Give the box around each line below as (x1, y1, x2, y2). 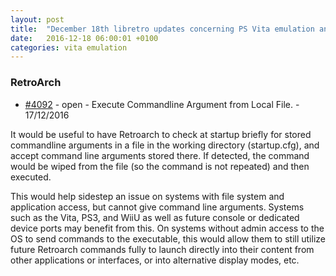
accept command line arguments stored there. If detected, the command (10, 149, 310, 161)
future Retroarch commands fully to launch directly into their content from (10, 243, 315, 255)
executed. (10, 171, 52, 183)
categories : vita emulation (10, 42, 128, 53)
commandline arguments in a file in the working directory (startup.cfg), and (10, 139, 320, 151)
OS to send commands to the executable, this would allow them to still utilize (10, 232, 326, 245)
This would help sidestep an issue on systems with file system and (10, 190, 285, 202)
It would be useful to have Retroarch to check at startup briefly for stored (10, 128, 312, 140)
